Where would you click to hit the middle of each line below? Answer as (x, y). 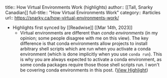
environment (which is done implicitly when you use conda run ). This (91, 54)
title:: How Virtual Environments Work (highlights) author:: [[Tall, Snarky (79, 7)
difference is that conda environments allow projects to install (83, 43)
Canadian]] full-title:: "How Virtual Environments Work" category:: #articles (83, 12)
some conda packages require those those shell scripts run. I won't (90, 65)
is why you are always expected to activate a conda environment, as (91, 59)
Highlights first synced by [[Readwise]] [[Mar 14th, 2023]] (72, 27)
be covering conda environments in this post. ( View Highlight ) (84, 70)
